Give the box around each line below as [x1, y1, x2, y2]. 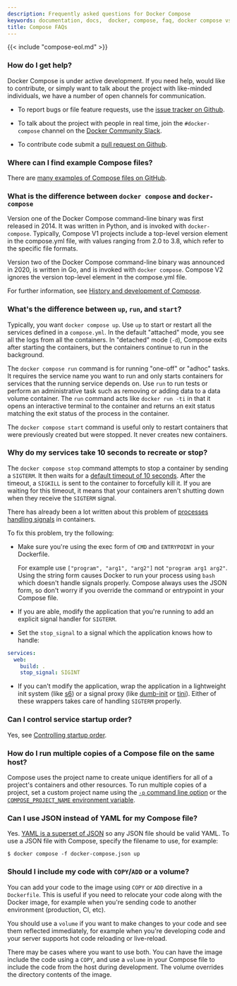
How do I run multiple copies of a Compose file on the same [7, 748, 215, 758]
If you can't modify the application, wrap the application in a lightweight [17, 682, 226, 690]
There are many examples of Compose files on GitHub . [7, 174, 167, 182]
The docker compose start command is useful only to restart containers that [7, 423, 229, 431]
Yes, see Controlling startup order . [7, 731, 107, 739]
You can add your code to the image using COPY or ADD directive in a [7, 883, 203, 891]
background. [7, 350, 44, 359]
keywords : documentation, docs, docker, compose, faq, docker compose [7, 17, 222, 24]
